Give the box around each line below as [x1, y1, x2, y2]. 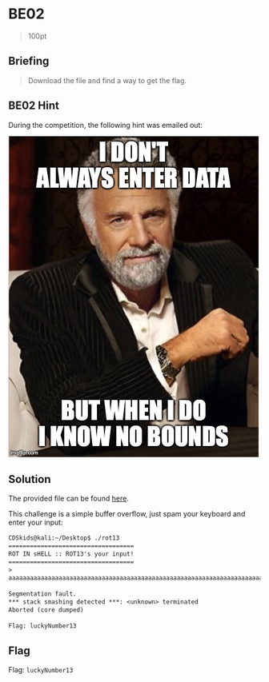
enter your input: [8, 517, 63, 528]
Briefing [8, 54, 50, 68]
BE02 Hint [8, 99, 60, 113]
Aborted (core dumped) [8, 606, 84, 614]
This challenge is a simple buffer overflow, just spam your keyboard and [8, 509, 246, 519]
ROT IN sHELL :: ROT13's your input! [8, 550, 134, 558]
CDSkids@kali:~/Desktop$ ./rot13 [8, 534, 120, 542]
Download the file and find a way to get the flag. [27, 75, 187, 85]
